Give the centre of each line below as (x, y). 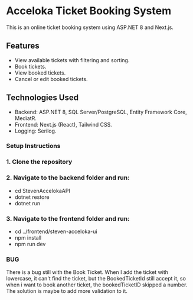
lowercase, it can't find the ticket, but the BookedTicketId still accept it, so (96, 279)
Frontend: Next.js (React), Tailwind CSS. (63, 124)
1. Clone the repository (39, 162)
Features (23, 46)
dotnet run (27, 203)
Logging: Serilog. (35, 131)
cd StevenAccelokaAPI (42, 191)
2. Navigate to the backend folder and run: (68, 178)
